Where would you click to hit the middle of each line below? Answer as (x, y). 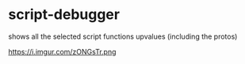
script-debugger (64, 15)
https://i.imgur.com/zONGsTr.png (62, 51)
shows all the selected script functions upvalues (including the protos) (123, 36)
